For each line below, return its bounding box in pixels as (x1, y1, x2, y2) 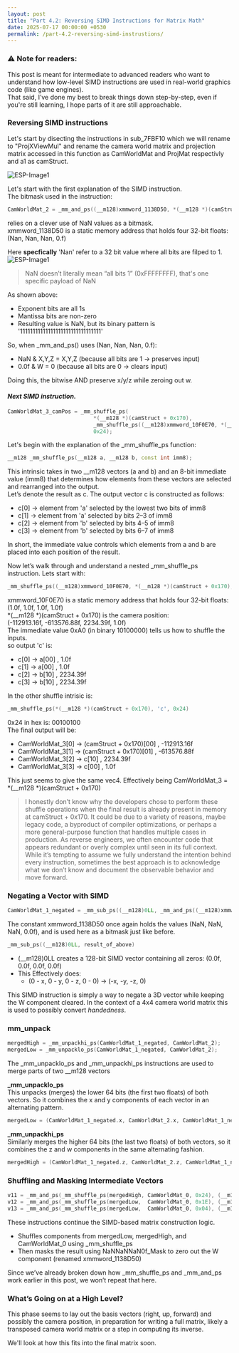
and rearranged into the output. (7, 482, 100, 491)
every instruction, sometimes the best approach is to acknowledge (24, 858, 221, 867)
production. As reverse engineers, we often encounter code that (24, 835, 213, 844)
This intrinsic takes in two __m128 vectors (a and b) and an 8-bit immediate (7, 467, 227, 476)
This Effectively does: (17, 969, 82, 978)
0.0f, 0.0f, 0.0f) (17, 962, 62, 971)
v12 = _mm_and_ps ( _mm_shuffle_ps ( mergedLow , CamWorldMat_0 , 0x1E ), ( (7, 1198, 221, 1206)
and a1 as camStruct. (7, 157, 69, 165)
